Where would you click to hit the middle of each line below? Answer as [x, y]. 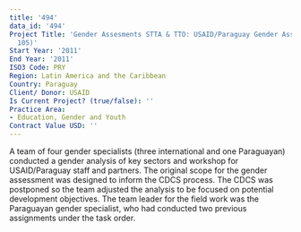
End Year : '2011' [42, 59]
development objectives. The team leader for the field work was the [134, 199]
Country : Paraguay [43, 84]
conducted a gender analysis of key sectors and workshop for [124, 161]
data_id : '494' [38, 26]
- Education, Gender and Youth [68, 117]
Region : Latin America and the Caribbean [88, 76]
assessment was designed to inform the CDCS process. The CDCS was [141, 180]
